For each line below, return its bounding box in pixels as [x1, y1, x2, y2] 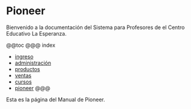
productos [14, 65, 40, 72]
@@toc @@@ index [6, 41, 56, 49]
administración [14, 59, 52, 66]
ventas [14, 72, 31, 79]
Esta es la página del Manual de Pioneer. [6, 96, 106, 103]
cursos [14, 78, 32, 85]
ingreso [14, 53, 34, 60]
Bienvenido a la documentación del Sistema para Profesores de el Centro [6, 24, 185, 31]
